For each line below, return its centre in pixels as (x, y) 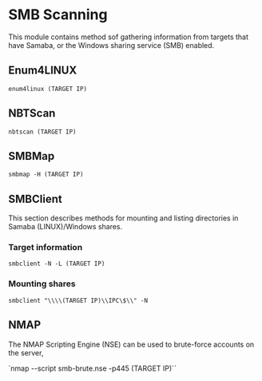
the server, (26, 352)
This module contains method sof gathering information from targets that (129, 37)
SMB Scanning (58, 15)
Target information (46, 248)
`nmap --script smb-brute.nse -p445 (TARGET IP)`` (93, 368)
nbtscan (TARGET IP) (43, 132)
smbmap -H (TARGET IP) (46, 175)
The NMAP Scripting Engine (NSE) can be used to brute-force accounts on (131, 344)
